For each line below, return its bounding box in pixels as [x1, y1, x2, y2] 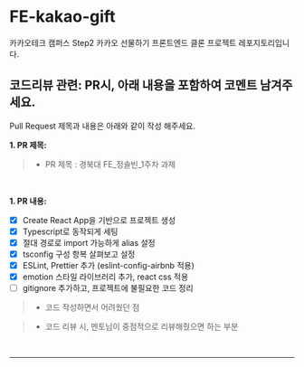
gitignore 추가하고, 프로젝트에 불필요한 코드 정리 [22, 283, 194, 294]
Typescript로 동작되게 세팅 [22, 226, 119, 237]
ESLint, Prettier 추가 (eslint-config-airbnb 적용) [22, 260, 195, 270]
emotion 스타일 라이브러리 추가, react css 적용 [22, 271, 189, 282]
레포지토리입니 [238, 37, 290, 48]
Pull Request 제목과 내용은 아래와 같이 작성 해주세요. [9, 120, 196, 131]
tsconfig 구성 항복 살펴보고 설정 [22, 249, 136, 259]
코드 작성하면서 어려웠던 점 [44, 302, 140, 313]
